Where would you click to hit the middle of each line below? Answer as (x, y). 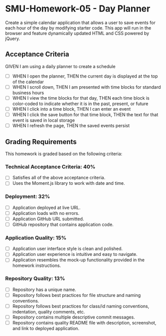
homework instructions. (37, 265)
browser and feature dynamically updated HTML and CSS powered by (77, 33)
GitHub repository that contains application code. (63, 224)
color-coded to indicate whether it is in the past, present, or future (80, 104)
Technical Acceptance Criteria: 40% (50, 167)
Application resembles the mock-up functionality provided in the (78, 260)
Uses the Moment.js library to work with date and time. (69, 183)
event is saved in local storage (44, 120)
